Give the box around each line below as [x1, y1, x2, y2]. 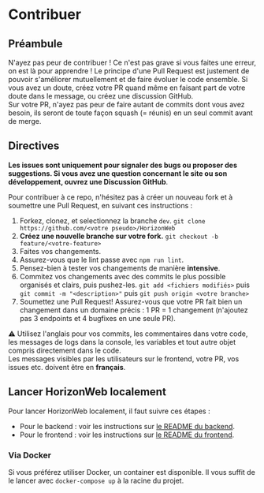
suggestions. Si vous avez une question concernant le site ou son [8, 168, 228, 178]
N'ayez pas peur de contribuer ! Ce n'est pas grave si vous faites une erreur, [8, 58, 257, 67]
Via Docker [8, 450, 52, 461]
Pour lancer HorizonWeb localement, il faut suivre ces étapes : [8, 406, 210, 416]
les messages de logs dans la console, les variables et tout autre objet [8, 337, 236, 346]
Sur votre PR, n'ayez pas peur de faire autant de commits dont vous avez [8, 100, 246, 109]
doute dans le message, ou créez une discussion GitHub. [8, 92, 194, 100]
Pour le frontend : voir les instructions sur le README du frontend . [19, 430, 235, 439]
